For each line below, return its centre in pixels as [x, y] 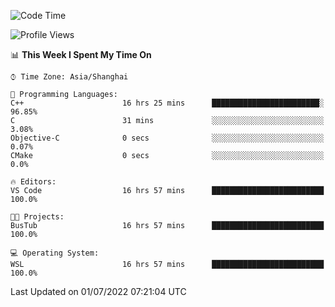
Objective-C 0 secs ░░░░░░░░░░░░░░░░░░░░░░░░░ [167, 138]
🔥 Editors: [33, 182]
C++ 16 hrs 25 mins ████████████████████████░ [167, 103]
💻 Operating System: [55, 253]
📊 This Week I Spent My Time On [81, 54]
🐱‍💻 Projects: [37, 217]
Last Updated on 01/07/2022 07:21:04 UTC [98, 291]
